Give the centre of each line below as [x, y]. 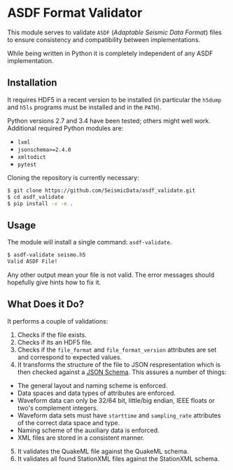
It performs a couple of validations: [58, 321]
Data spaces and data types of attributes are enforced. [97, 393]
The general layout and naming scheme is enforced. [92, 385]
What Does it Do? [46, 304]
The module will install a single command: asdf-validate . [90, 242]
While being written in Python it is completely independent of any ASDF [110, 53]
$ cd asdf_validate [36, 197]
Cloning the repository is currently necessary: [73, 177]
